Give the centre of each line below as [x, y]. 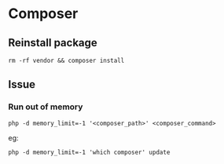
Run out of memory [46, 107]
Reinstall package [53, 43]
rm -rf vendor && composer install [66, 60]
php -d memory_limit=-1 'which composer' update [89, 152]
